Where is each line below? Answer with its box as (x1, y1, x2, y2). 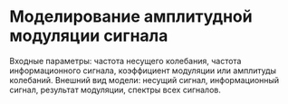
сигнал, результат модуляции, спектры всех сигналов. (9, 84, 222, 95)
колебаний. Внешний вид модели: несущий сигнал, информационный (9, 74, 280, 85)
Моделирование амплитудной (9, 6, 253, 27)
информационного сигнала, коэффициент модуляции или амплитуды (9, 65, 277, 76)
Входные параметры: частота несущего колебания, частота (9, 55, 242, 66)
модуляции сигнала (9, 25, 168, 46)
